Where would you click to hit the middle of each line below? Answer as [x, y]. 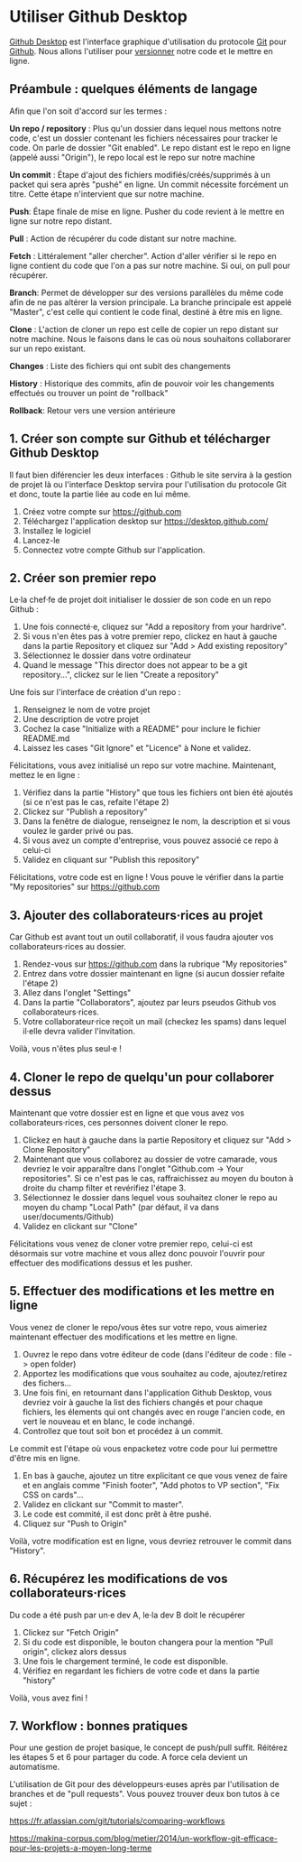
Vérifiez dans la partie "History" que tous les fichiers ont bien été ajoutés [158, 792]
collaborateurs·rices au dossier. [68, 947]
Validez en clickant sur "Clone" [80, 1226]
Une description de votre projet [81, 719]
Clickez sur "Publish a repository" [85, 812]
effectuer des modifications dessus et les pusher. [101, 1263]
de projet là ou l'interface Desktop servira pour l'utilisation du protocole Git [148, 484]
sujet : [21, 1803]
